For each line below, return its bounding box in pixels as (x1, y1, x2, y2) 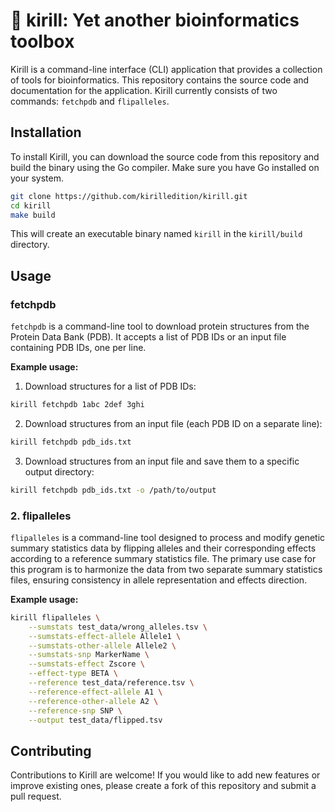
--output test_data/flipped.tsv (28, 715, 163, 725)
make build (10, 210, 56, 220)
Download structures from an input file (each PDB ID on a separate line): (24, 417, 323, 429)
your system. (10, 172, 65, 184)
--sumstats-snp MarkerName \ (28, 650, 150, 660)
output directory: (24, 465, 95, 478)
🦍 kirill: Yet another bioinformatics (10, 9, 300, 32)
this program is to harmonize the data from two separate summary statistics (10, 563, 323, 575)
